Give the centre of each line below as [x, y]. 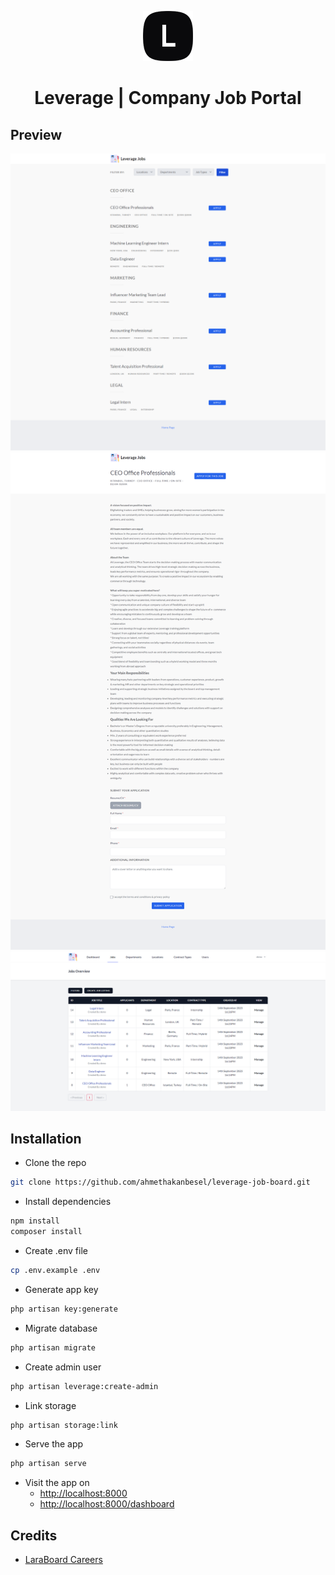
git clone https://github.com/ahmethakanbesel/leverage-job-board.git [160, 1182]
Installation [46, 1139]
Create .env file [56, 1251]
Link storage [50, 1405]
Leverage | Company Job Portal [168, 98]
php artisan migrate [53, 1347]
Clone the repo [55, 1163]
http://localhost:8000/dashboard [107, 1504]
